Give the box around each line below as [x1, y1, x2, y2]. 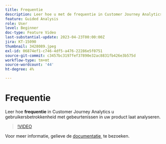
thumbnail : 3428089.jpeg [5, 44, 56, 49]
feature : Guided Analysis [5, 16, 58, 21]
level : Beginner [5, 26, 39, 31]
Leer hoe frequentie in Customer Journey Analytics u [5, 108, 115, 114]
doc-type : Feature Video [5, 30, 56, 35]
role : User [5, 21, 28, 26]
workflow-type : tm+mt [5, 58, 50, 63]
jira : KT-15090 [5, 39, 37, 44]
